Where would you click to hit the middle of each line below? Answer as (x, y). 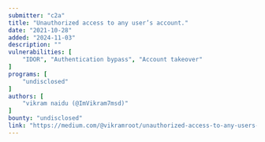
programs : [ (28, 74)
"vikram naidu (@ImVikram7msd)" (75, 103)
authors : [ (26, 96)
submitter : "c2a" (37, 15)
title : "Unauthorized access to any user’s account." (99, 23)
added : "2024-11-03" (42, 37)
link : (17, 125)
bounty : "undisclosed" (45, 118)
